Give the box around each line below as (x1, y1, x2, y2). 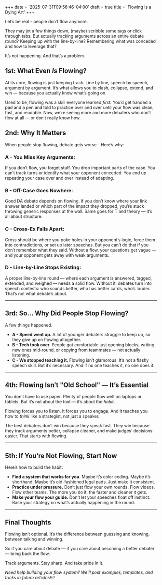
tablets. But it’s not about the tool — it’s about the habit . (5, 399, 115, 405)
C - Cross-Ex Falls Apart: (5, 226, 65, 232)
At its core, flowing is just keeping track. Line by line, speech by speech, (5, 79, 148, 85)
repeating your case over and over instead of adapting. (5, 175, 114, 181)
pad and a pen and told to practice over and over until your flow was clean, (5, 104, 154, 110)
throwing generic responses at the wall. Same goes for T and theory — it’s (5, 208, 152, 215)
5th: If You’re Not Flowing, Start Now (5, 451, 117, 460)
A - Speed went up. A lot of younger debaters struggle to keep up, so (12, 331, 150, 337)
